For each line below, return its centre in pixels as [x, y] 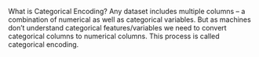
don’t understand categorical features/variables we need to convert [117, 28]
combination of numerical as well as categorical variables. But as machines [129, 20]
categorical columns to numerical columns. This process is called [114, 36]
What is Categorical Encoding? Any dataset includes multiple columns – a [127, 11]
